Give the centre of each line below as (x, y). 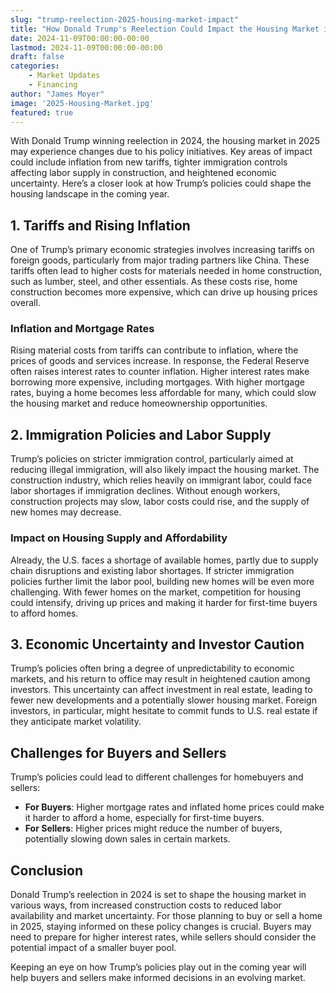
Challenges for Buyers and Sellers (118, 752)
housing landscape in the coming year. (90, 194)
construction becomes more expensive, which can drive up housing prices (164, 292)
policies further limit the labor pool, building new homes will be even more (162, 581)
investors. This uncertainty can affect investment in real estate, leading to (161, 690)
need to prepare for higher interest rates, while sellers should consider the (163, 937)
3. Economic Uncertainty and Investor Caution (157, 644)
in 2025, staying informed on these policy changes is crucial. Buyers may (161, 927)
